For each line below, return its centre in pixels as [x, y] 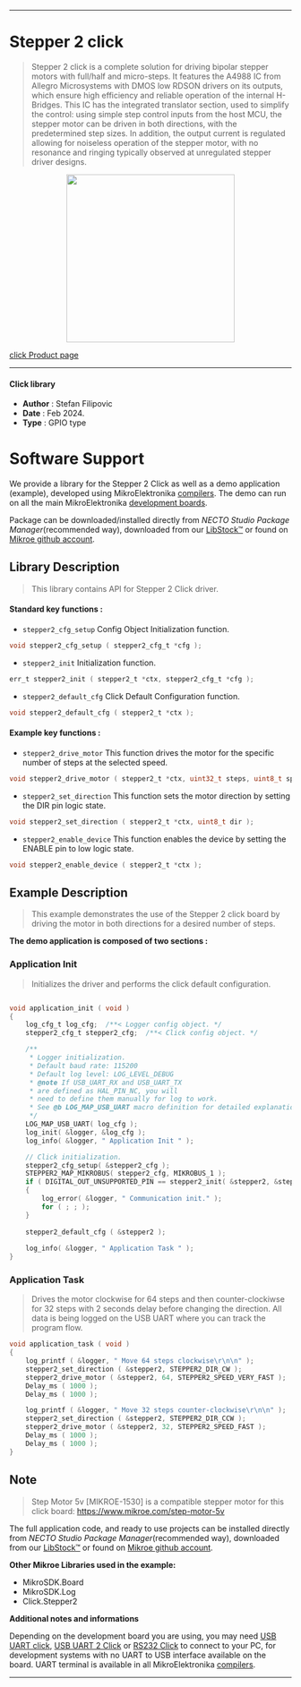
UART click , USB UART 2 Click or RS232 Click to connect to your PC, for [142, 1645]
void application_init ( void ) [69, 1008]
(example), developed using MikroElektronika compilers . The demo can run [148, 493]
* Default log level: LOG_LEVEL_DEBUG [102, 1074]
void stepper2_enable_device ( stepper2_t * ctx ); [106, 865]
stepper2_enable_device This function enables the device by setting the [154, 839]
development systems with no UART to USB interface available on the [138, 1655]
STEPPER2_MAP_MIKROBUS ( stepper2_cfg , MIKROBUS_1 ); [126, 1174]
